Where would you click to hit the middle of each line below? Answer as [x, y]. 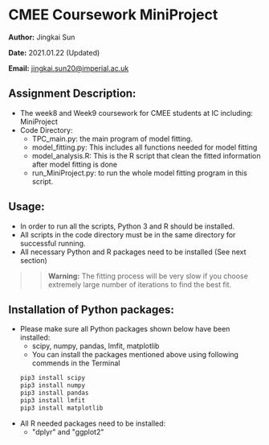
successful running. [53, 243]
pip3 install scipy [53, 378]
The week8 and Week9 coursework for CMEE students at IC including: [136, 113]
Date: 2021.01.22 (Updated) [54, 52]
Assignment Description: [72, 94]
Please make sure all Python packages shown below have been [125, 329]
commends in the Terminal [76, 363]
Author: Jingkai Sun [42, 37]
